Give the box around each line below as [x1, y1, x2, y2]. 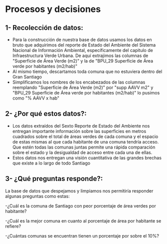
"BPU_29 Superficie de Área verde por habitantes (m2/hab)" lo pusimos [12, 90, 160, 95]
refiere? [5, 223, 21, 229]
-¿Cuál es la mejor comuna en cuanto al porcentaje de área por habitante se [5, 217, 162, 223]
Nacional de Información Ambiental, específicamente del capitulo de [12, 47, 153, 53]
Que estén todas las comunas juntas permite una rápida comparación [12, 144, 156, 150]
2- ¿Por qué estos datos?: [5, 109, 87, 118]
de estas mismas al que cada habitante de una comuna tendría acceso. [12, 138, 159, 144]
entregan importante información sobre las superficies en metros [12, 128, 147, 134]
